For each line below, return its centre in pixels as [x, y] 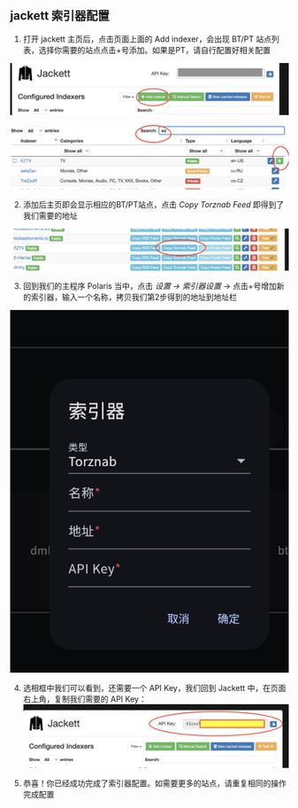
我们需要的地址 [50, 215]
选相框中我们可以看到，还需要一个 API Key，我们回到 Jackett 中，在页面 [154, 688]
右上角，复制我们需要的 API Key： [84, 699]
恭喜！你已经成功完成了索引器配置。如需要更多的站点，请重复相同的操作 [154, 783]
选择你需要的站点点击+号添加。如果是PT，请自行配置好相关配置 [155, 50]
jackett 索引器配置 [60, 16]
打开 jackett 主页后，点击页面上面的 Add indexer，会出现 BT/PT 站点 [147, 39]
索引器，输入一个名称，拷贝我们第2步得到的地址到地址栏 [134, 297]
